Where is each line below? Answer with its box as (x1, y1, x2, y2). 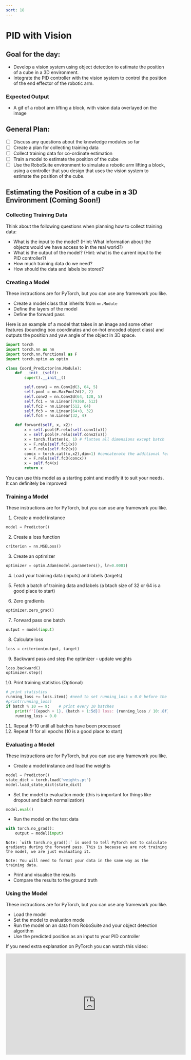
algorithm (13, 928, 34, 934)
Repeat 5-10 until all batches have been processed (13, 723, 121, 729)
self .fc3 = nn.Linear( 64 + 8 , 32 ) (24, 408, 94, 414)
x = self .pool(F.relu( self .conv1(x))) (24, 427, 107, 432)
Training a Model (6, 493, 49, 500)
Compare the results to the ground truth (13, 877, 98, 883)
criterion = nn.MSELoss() (6, 544, 61, 549)
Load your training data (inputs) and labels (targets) (13, 572, 123, 578)
